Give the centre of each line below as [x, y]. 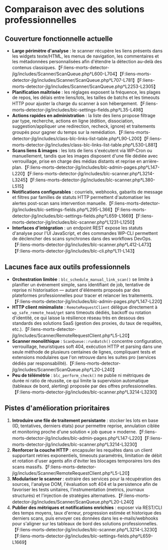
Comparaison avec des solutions [74, 9]
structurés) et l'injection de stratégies [51, 495]
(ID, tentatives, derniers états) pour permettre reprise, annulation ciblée [86, 426]
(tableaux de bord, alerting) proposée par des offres [66, 386]
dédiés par [23, 363]
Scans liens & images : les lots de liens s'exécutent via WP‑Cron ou [82, 151]
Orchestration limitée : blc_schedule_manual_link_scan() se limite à [82, 279]
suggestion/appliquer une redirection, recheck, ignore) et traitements [83, 126]
